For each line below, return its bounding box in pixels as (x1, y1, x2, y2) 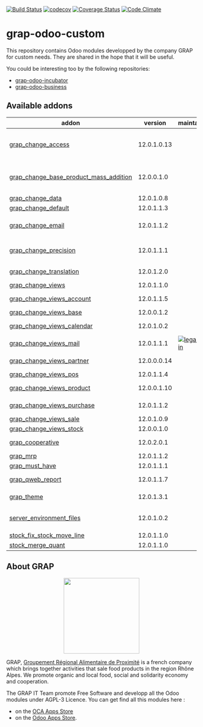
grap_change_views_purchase (9, 401, 95, 409)
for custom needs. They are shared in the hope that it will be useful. (6, 53, 175, 60)
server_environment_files (9, 513, 81, 522)
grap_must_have (9, 461, 56, 470)
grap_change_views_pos (9, 370, 79, 378)
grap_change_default (9, 203, 69, 212)
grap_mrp (9, 451, 37, 460)
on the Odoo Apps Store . (14, 714, 77, 721)
